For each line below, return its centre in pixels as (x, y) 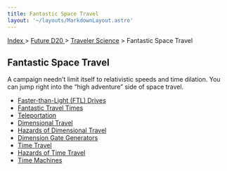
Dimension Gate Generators (58, 138)
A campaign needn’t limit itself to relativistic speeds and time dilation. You (114, 80)
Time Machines (40, 160)
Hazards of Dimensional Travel (62, 130)
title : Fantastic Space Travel (53, 14)
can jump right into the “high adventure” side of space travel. (96, 87)
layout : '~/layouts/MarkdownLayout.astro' (70, 20)
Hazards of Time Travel (51, 153)
